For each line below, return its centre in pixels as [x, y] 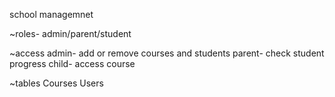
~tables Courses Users [56, 83]
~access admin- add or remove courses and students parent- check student [167, 53]
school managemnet [51, 14]
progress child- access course [72, 63]
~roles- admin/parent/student [70, 33]
